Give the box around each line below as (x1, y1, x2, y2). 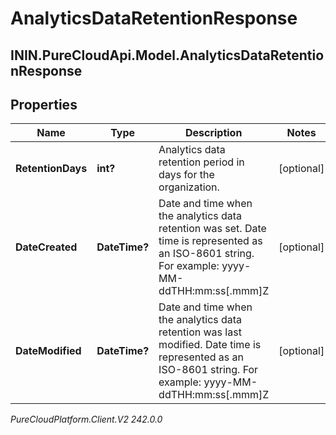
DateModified (15, 344, 82, 358)
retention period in (158, 155, 245, 169)
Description (184, 126, 243, 140)
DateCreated (15, 240, 78, 254)
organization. (158, 180, 220, 194)
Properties (10, 96, 78, 113)
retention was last (158, 325, 242, 339)
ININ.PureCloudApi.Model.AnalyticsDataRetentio (10, 47, 325, 64)
